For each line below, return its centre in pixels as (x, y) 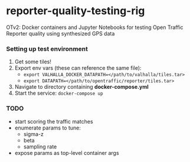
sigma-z (34, 134)
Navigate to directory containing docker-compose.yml (81, 87)
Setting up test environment (47, 48)
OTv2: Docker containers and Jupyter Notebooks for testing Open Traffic (95, 27)
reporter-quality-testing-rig (76, 11)
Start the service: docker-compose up (59, 93)
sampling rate (40, 147)
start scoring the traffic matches (54, 121)
